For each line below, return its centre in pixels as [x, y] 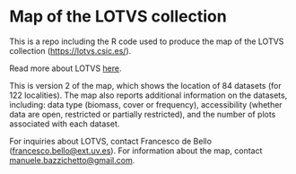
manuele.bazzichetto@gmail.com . [72, 160]
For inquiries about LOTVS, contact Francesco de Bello [111, 141]
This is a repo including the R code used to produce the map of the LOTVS [147, 41]
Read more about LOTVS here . [66, 68]
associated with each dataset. [65, 124]
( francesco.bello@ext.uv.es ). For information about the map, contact [136, 151]
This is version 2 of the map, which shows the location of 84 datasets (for [145, 85]
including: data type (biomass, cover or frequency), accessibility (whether [146, 104]
